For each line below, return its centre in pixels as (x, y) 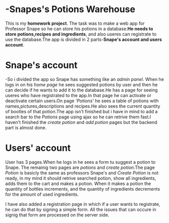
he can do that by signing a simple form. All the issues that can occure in (81, 209)
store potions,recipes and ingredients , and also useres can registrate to (81, 34)
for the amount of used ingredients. (42, 194)
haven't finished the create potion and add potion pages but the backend (81, 122)
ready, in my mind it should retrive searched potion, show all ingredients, (81, 178)
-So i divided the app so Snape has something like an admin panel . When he (84, 79)
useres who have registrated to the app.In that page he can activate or (78, 95)
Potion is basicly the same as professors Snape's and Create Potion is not (82, 172)
